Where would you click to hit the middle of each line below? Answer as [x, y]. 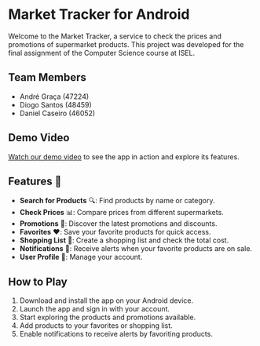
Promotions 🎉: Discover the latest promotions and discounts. [118, 224]
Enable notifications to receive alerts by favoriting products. [116, 334]
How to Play [38, 281]
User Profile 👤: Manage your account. [81, 257]
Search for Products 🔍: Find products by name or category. [117, 201]
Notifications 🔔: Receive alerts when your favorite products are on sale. [136, 249]
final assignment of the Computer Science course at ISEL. [101, 53]
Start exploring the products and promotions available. [108, 317]
